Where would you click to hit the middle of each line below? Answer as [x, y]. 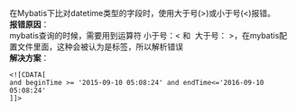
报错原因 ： [29, 24]
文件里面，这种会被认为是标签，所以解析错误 [100, 47]
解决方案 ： [29, 58]
